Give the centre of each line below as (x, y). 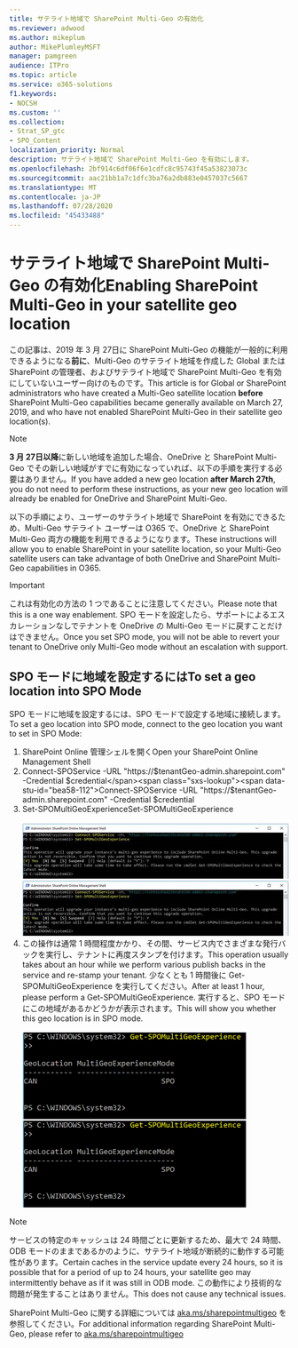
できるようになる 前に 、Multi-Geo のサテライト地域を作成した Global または (147, 361)
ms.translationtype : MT (53, 187)
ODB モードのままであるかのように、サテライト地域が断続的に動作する (139, 1251)
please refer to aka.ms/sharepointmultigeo (106, 1334)
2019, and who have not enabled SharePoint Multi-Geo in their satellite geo (146, 411)
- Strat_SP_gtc (37, 132)
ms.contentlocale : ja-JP (55, 197)
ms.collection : (37, 122)
